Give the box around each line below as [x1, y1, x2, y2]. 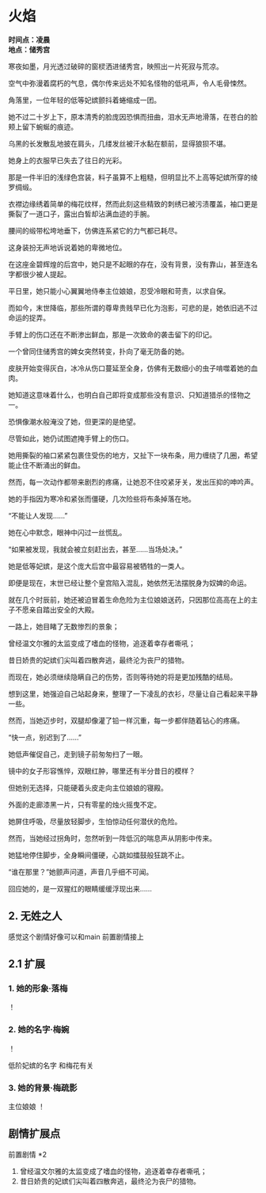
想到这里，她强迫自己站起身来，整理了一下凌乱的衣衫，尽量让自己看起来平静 [8, 689, 258, 698]
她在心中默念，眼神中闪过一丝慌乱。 [8, 527, 127, 537]
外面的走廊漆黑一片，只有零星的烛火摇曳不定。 [8, 800, 161, 809]
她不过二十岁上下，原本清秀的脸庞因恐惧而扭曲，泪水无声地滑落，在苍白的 [8, 112, 251, 121]
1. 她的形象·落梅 [8, 983, 68, 994]
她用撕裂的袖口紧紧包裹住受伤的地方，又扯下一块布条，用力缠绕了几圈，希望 [8, 450, 258, 460]
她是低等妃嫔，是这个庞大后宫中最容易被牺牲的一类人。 [8, 561, 188, 571]
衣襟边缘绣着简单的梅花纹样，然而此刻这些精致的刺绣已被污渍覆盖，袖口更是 [8, 199, 258, 208]
